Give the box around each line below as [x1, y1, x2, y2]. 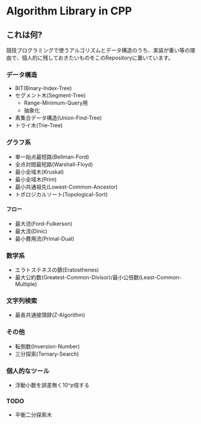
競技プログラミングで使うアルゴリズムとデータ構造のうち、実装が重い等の [6, 47, 190, 53]
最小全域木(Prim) [14, 175, 57, 183]
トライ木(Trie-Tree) [14, 122, 63, 129]
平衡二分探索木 [14, 411, 52, 419]
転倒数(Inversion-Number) [14, 342, 80, 350]
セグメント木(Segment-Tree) [14, 92, 86, 99]
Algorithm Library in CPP [6, 4, 132, 18]
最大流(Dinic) [14, 227, 48, 235]
